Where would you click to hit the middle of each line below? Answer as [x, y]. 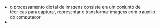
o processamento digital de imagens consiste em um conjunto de [75, 7]
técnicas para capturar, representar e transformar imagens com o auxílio [82, 12]
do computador [25, 17]
